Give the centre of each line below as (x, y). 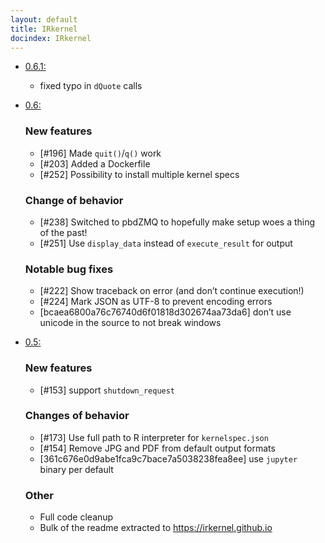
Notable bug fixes (69, 269)
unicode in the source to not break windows (130, 323)
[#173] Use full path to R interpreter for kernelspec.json (154, 437)
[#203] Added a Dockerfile (95, 163)
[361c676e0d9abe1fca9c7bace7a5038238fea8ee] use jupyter (168, 458)
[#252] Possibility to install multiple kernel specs (139, 174)
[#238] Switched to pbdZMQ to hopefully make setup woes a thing (177, 222)
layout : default (44, 19)
